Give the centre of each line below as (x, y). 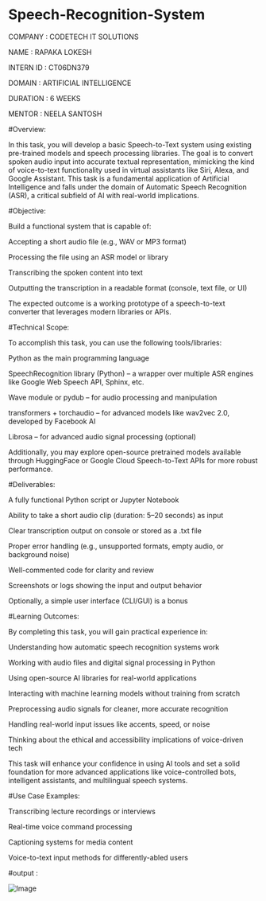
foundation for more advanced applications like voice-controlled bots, (122, 772)
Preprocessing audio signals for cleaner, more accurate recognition (118, 708)
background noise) (39, 554)
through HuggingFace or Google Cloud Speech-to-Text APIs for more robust (133, 460)
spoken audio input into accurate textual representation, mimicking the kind (132, 162)
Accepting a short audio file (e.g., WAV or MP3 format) (97, 241)
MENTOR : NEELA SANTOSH (55, 114)
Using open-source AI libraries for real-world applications (102, 677)
